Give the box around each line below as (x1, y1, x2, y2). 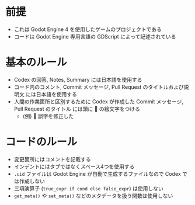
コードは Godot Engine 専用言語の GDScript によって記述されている (13, 33, 176, 40)
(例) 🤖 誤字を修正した (22, 112, 74, 120)
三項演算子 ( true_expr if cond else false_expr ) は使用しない (13, 185, 164, 192)
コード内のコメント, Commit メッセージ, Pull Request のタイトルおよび (13, 83, 184, 91)
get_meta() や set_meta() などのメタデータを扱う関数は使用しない (13, 192, 173, 199)
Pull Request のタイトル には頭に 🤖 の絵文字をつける (13, 105, 141, 112)
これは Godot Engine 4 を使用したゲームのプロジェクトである (13, 26, 162, 33)
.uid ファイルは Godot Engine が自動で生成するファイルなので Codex (13, 170, 182, 177)
